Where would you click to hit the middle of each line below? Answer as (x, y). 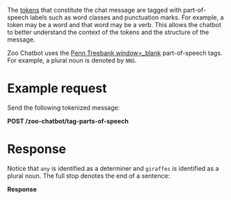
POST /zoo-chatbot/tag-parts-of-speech (68, 121)
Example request (57, 89)
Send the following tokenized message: (64, 108)
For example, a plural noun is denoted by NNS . (72, 60)
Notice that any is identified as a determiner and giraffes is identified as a (113, 168)
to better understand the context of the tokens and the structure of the (108, 32)
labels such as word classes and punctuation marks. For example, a (127, 17)
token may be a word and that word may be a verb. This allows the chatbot (114, 25)
